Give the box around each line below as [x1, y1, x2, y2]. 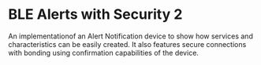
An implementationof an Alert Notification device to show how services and [8, 31, 254, 41]
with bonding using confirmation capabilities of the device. [8, 48, 199, 57]
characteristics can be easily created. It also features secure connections [8, 39, 247, 49]
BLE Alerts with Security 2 [8, 5, 183, 23]
